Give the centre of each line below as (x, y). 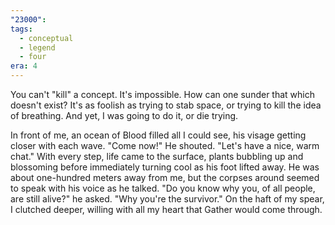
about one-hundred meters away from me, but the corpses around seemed (165, 177)
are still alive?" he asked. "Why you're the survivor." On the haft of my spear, (167, 199)
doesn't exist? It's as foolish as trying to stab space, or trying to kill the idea (166, 105)
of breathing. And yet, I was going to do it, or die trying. (124, 115)
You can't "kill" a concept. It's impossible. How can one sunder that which (162, 94)
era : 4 (24, 66)
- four (33, 57)
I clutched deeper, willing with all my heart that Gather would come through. (166, 209)
